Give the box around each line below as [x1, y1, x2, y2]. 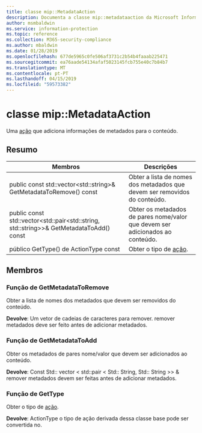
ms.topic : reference [6, 31, 58, 37]
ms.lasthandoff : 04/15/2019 [6, 76, 77, 82]
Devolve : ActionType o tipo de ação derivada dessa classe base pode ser [6, 415, 189, 422]
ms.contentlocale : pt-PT [6, 70, 69, 76]
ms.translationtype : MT [6, 64, 66, 71]
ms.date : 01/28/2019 [6, 48, 58, 54]
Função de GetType [6, 389, 64, 398]
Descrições [144, 162, 177, 171]
